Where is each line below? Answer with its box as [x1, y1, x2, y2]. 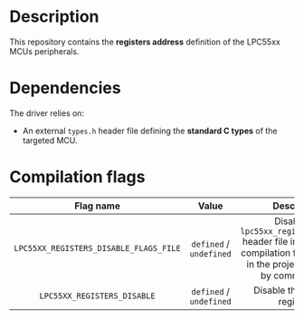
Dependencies [9, 78, 121, 99]
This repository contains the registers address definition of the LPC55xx [9, 36, 280, 47]
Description [9, 6, 100, 27]
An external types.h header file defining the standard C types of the [22, 125, 278, 136]
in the [246, 257, 271, 270]
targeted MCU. [22, 134, 79, 146]
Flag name [73, 199, 120, 212]
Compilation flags [9, 167, 146, 188]
